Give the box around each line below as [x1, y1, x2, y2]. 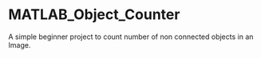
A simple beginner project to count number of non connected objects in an [8, 32, 254, 41]
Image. [8, 40, 31, 49]
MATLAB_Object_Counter [8, 6, 180, 24]
